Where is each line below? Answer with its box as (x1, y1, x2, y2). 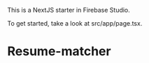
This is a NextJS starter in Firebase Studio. (7, 6, 131, 14)
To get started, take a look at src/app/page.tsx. (7, 19, 143, 27)
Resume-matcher (7, 44, 111, 60)
